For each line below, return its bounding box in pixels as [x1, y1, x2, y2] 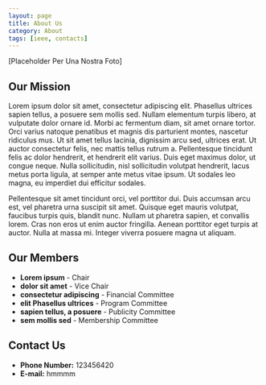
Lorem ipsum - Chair [19, 272, 90, 282]
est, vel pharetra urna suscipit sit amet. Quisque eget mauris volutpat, [8, 202, 239, 212]
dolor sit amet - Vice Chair [19, 281, 109, 291]
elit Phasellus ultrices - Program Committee [19, 298, 168, 308]
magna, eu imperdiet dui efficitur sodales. [8, 178, 146, 188]
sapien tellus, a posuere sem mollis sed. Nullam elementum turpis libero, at [8, 110, 256, 119]
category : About [8, 27, 63, 35]
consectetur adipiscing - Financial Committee [19, 289, 174, 299]
